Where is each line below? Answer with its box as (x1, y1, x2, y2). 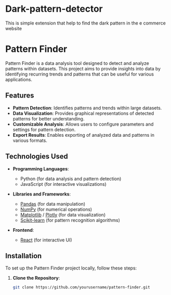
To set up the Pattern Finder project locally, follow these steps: (5, 265, 137, 271)
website (5, 25, 22, 31)
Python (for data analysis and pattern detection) (20, 176, 121, 182)
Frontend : (12, 227, 34, 233)
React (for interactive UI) (20, 237, 72, 243)
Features (5, 91, 34, 100)
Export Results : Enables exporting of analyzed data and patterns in (12, 132, 155, 138)
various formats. (12, 137, 47, 143)
